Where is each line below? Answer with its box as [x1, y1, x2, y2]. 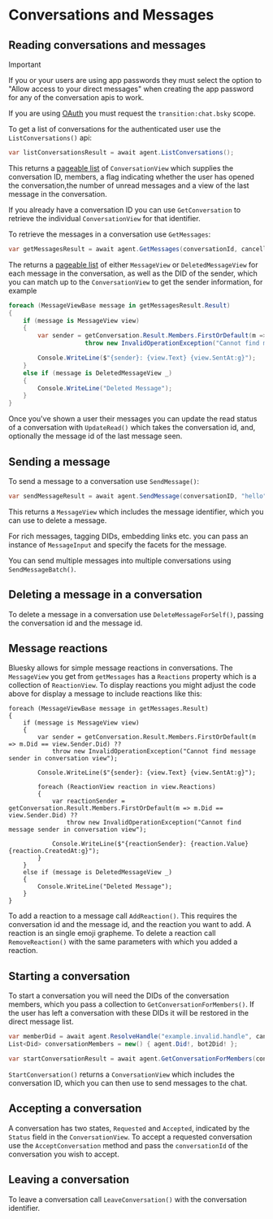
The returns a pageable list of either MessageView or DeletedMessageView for [8, 259, 258, 269]
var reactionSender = [51, 797, 126, 806]
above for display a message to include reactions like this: [8, 689, 202, 699]
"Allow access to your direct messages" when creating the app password [8, 84, 254, 94]
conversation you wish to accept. [8, 1149, 119, 1159]
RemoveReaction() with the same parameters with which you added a [8, 937, 238, 947]
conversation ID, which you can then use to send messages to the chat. [8, 1078, 248, 1087]
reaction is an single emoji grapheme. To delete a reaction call [8, 929, 216, 938]
